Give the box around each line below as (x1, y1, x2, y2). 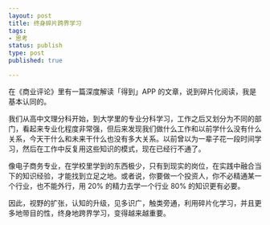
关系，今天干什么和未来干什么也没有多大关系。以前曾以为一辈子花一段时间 (8, 133, 255, 143)
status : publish (8, 42, 63, 50)
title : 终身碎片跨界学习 (8, 19, 82, 27)
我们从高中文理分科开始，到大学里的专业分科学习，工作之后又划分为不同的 (8, 113, 255, 123)
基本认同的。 (8, 96, 51, 106)
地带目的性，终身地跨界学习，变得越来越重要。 (14, 208, 170, 218)
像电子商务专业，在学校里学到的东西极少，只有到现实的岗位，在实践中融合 (8, 161, 255, 170)
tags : (8, 27, 27, 35)
